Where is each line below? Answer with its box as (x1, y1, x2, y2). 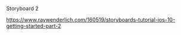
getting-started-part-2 (6, 23, 62, 29)
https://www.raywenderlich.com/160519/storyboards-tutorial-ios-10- (6, 16, 176, 23)
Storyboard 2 (6, 5, 39, 12)
